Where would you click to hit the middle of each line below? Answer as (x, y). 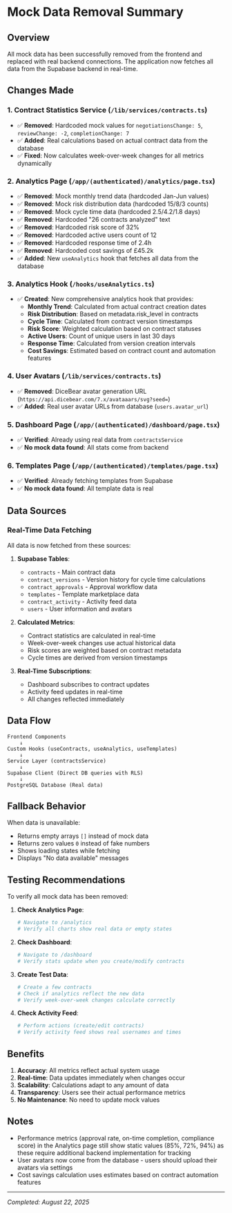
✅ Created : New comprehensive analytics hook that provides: (105, 299)
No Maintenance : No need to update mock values (88, 1100)
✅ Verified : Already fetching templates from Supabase (95, 481)
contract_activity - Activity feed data (82, 601)
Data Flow (29, 721)
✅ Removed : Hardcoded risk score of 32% (78, 227)
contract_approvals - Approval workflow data (92, 586)
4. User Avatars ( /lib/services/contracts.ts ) (84, 376)
